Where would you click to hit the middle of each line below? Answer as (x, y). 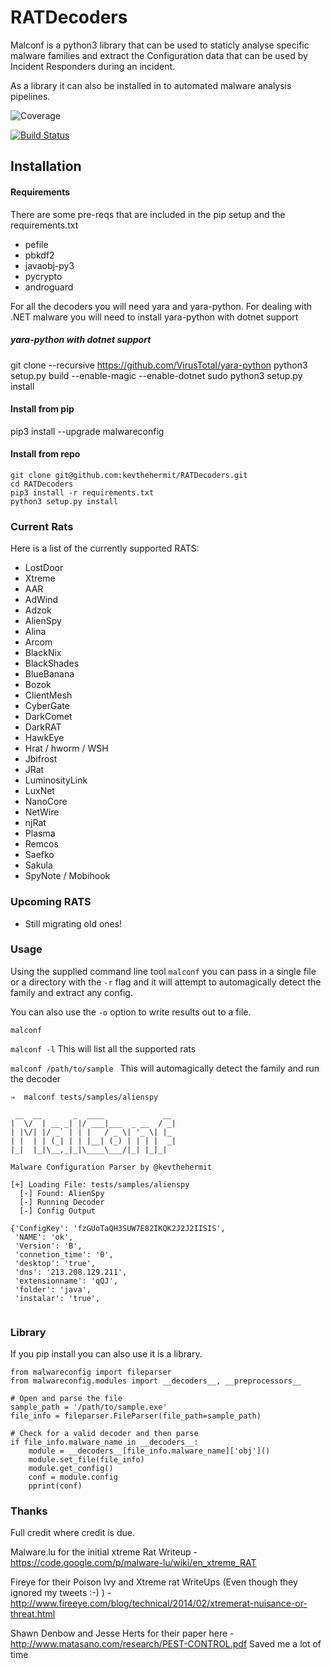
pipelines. (30, 96)
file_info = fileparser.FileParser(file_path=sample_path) (136, 1416)
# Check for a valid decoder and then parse (104, 1434)
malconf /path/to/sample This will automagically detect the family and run (165, 1068)
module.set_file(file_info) (86, 1460)
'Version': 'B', (48, 1246)
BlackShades (52, 663)
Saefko (39, 855)
